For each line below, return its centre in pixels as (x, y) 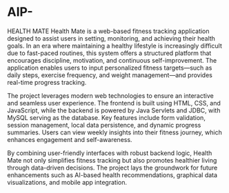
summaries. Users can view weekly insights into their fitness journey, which (114, 132)
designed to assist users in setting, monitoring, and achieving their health (111, 38)
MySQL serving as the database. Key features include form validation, (106, 117)
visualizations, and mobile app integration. (67, 182)
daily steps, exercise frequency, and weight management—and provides (110, 75)
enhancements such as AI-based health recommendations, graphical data (112, 175)
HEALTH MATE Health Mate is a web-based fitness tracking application (108, 31)
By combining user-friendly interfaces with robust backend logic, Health (110, 153)
